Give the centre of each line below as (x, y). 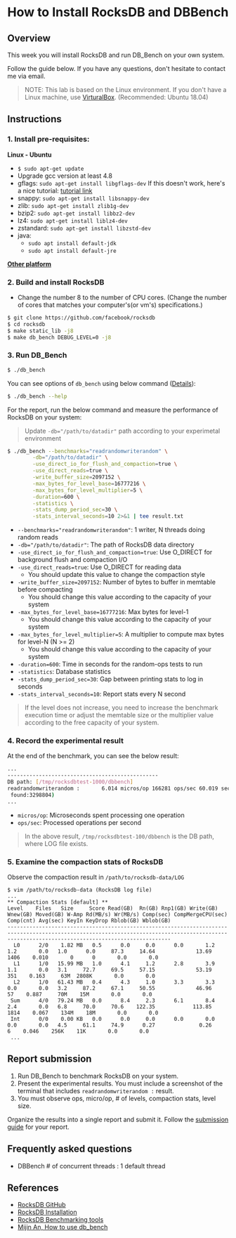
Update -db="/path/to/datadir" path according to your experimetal (122, 431)
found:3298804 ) (32, 795)
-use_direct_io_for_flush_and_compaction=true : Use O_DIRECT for (115, 552)
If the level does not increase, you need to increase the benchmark (121, 708)
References (33, 1188)
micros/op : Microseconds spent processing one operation (101, 815)
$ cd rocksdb (26, 324)
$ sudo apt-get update (51, 169)
